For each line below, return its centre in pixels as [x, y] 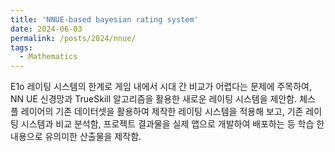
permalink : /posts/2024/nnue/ [73, 38]
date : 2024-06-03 [46, 29]
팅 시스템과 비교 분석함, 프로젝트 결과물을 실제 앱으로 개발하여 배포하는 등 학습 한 [167, 124]
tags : [21, 47]
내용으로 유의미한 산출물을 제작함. [76, 137]
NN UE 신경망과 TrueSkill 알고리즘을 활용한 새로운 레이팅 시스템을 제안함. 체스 [163, 99]
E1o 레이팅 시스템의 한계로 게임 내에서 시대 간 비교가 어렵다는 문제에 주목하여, [161, 87]
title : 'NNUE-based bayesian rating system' [104, 19]
